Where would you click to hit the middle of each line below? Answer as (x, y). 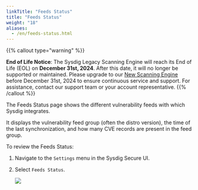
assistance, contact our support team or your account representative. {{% (96, 87)
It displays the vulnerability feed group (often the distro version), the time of (98, 123)
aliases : (17, 28)
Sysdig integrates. (28, 111)
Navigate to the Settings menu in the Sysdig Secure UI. (82, 158)
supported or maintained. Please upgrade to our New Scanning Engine (92, 75)
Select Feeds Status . (40, 170)
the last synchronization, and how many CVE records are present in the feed (99, 129)
